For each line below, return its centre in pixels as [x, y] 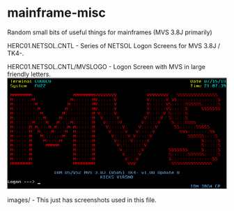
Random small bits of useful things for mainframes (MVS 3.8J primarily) [110, 32]
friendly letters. [29, 74]
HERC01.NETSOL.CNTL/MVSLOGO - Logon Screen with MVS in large [106, 66]
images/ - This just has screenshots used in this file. [82, 200]
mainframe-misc [56, 13]
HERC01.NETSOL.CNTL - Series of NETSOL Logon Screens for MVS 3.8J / [114, 45]
